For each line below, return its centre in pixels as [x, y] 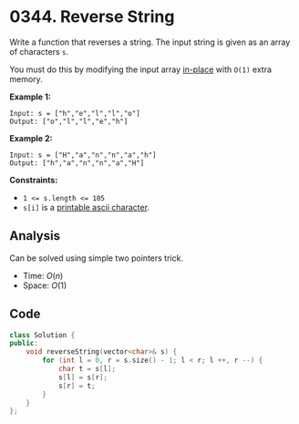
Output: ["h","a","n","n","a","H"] [77, 163]
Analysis [35, 236]
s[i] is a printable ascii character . [86, 207]
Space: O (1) [45, 285]
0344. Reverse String [92, 17]
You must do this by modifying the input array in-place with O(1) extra [140, 69]
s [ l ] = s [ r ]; [82, 377]
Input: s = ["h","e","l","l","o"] [75, 113]
